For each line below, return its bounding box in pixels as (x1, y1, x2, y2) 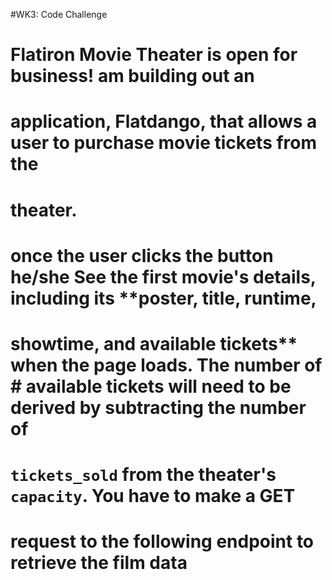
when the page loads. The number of (10, 354, 323, 376)
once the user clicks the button (10, 244, 274, 267)
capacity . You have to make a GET (10, 485, 296, 508)
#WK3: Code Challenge (10, 9, 108, 20)
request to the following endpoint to (10, 530, 315, 553)
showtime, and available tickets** (10, 332, 298, 355)
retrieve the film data (10, 552, 188, 574)
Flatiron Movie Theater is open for (10, 44, 298, 66)
